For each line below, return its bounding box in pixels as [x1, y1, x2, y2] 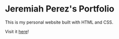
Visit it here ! [5, 28, 29, 34]
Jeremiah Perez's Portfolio [5, 3, 115, 14]
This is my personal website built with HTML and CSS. [5, 19, 113, 25]
